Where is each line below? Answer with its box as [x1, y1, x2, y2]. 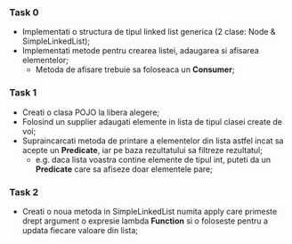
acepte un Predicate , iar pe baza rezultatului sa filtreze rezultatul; [21, 144, 263, 155]
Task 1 [9, 86, 37, 99]
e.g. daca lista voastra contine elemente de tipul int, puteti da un [35, 154, 272, 165]
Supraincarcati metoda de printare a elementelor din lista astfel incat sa [21, 135, 284, 146]
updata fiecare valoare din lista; [21, 224, 139, 235]
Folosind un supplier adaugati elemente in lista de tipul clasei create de [21, 116, 283, 126]
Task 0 [9, 6, 39, 19]
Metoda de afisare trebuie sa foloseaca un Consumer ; [35, 64, 235, 75]
